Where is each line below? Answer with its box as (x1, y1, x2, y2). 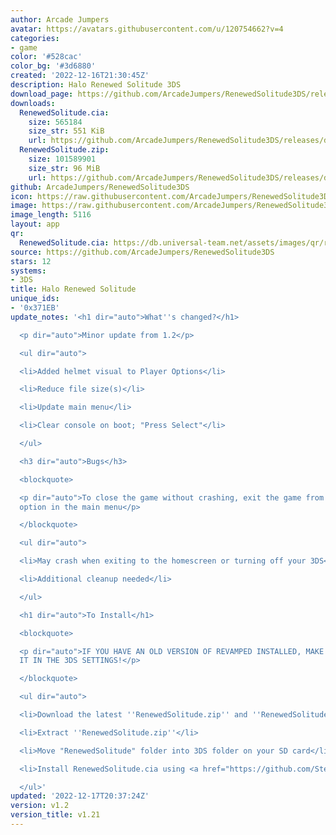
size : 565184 (28, 117, 83, 127)
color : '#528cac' (10, 52, 83, 62)
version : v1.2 (10, 801, 70, 811)
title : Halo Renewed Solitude (10, 284, 137, 295)
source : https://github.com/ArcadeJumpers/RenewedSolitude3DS (10, 247, 275, 257)
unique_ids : (10, 294, 60, 304)
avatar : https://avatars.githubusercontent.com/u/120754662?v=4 (10, 24, 284, 34)
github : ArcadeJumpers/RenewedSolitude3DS (10, 182, 190, 192)
